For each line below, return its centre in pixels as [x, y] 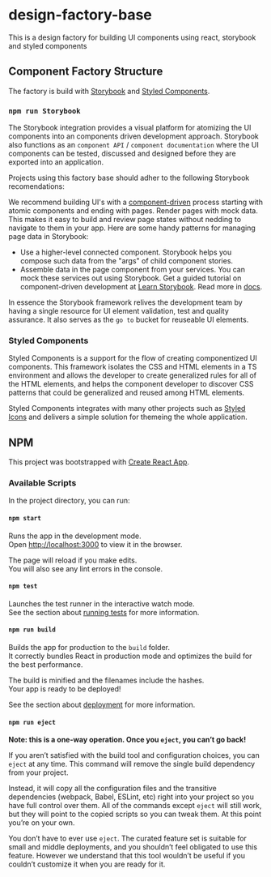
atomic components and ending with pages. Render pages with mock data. [133, 211]
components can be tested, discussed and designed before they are [122, 154]
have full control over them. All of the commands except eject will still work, [135, 806]
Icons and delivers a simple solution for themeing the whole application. [128, 417]
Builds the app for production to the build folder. [89, 648]
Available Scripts [42, 483]
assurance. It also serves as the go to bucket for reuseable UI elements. [129, 320]
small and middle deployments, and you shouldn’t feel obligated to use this [133, 847]
